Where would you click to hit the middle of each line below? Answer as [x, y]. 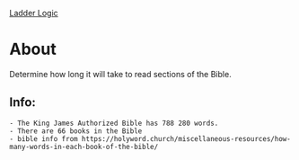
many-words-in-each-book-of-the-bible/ [84, 147]
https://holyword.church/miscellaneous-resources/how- [186, 138]
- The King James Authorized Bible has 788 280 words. [114, 123]
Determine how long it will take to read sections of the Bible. [120, 74]
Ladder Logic [34, 13]
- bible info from [44, 138]
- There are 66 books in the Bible [76, 131]
